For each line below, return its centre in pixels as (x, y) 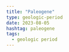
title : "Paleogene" (31, 12)
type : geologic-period (34, 17)
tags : (13, 34)
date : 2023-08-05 (28, 23)
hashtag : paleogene (31, 28)
